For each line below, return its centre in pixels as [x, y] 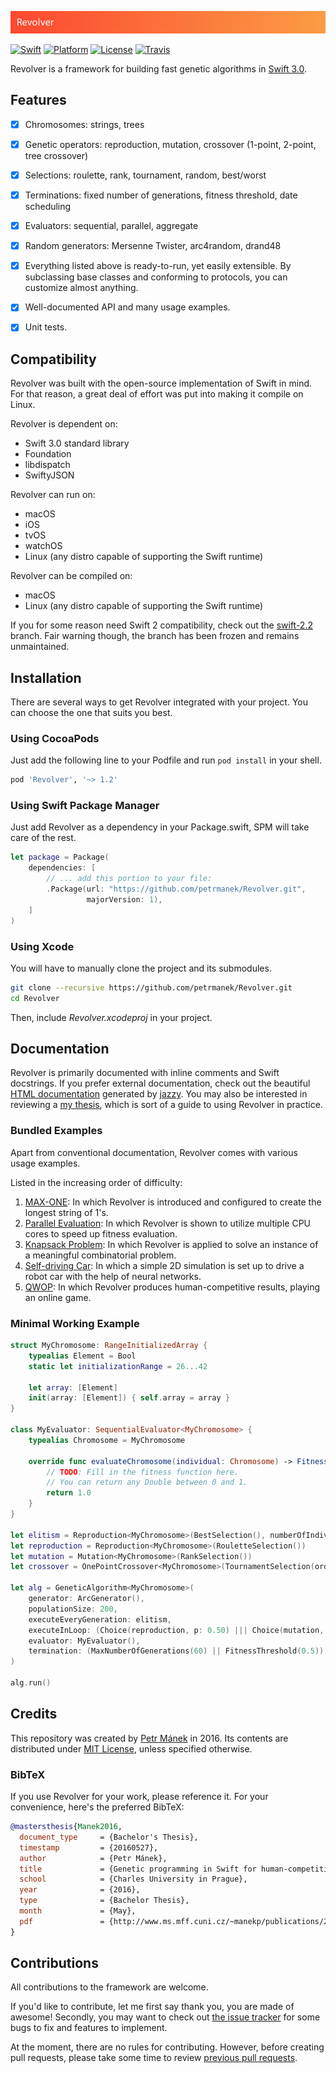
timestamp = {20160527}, [89, 1847]
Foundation [48, 454]
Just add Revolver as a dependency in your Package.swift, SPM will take [160, 827]
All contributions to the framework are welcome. [109, 1987]
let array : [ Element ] [73, 1387]
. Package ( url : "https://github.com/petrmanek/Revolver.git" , [176, 889]
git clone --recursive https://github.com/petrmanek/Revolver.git [151, 987]
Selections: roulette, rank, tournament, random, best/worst [145, 175]
